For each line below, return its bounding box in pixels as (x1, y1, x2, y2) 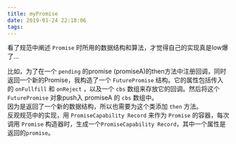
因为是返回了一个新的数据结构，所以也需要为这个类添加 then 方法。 (7, 103, 203, 111)
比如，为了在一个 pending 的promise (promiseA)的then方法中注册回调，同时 (7, 67, 227, 76)
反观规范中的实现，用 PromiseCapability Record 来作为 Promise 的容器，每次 (7, 111, 230, 119)
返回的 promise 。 (7, 129, 55, 137)
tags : (7, 23, 23, 30)
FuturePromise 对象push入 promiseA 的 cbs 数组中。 (7, 93, 159, 102)
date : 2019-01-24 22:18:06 (7, 17, 87, 24)
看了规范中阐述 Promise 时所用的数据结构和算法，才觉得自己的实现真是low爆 (7, 44, 228, 52)
